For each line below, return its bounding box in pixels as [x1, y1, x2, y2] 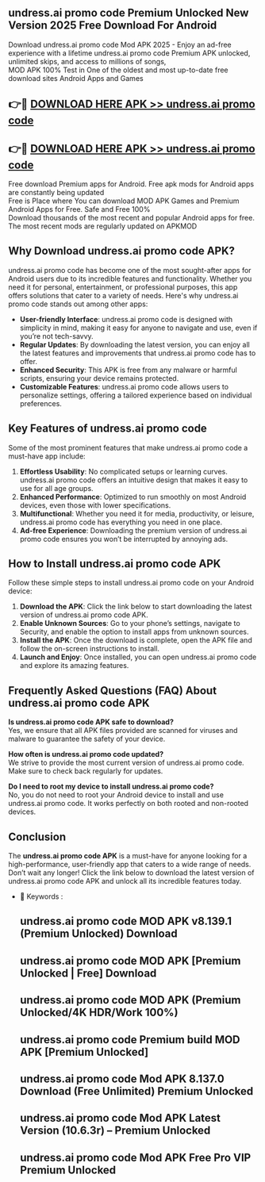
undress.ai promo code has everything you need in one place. [19, 517, 223, 527]
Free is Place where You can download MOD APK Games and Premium [8, 196, 240, 205]
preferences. [19, 398, 62, 408]
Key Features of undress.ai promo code [8, 422, 208, 436]
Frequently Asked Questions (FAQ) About [8, 684, 217, 697]
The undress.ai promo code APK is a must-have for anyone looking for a [8, 851, 248, 861]
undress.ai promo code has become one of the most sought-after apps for [8, 265, 252, 274]
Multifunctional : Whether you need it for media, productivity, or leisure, [19, 508, 255, 518]
